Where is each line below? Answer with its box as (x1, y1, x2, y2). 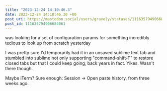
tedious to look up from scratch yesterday (5, 40, 91, 46)
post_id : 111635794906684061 (5, 21, 66, 26)
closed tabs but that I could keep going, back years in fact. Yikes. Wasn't (5, 60, 154, 66)
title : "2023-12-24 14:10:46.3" (5, 7, 72, 12)
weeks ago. (5, 81, 29, 87)
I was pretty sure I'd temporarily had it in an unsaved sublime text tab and (5, 50, 156, 56)
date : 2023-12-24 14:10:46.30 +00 (5, 12, 77, 17)
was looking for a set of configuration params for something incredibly (5, 35, 150, 41)
